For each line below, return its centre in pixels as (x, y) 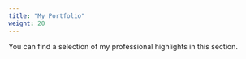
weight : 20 (27, 23)
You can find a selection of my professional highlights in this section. (123, 46)
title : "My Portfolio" (47, 16)
